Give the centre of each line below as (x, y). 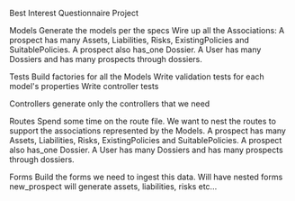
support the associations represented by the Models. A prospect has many (147, 131)
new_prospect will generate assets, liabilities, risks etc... (113, 187)
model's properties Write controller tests (84, 86)
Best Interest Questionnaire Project (74, 13)
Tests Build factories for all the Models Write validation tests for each (137, 77)
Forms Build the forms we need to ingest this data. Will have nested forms (146, 177)
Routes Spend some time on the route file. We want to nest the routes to (143, 121)
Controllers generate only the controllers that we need (110, 104)
